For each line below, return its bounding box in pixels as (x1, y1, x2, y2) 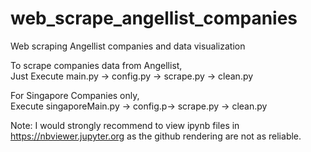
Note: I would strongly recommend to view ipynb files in (10, 119, 240, 131)
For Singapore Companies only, (10, 89, 140, 101)
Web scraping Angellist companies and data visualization (10, 40, 246, 52)
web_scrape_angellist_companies (10, 7, 298, 30)
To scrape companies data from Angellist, (10, 59, 183, 71)
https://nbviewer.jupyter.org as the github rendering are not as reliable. (10, 130, 302, 142)
